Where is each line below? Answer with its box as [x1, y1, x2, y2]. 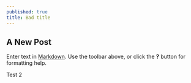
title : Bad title [6, 15, 51, 21]
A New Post [6, 37, 52, 47]
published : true [6, 8, 48, 15]
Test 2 [6, 71, 23, 79]
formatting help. [6, 59, 47, 67]
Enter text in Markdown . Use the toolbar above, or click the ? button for [6, 53, 185, 61]
